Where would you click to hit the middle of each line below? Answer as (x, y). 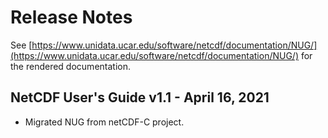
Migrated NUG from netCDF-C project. (104, 122)
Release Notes (71, 17)
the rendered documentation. (70, 66)
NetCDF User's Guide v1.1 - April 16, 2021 (140, 97)
